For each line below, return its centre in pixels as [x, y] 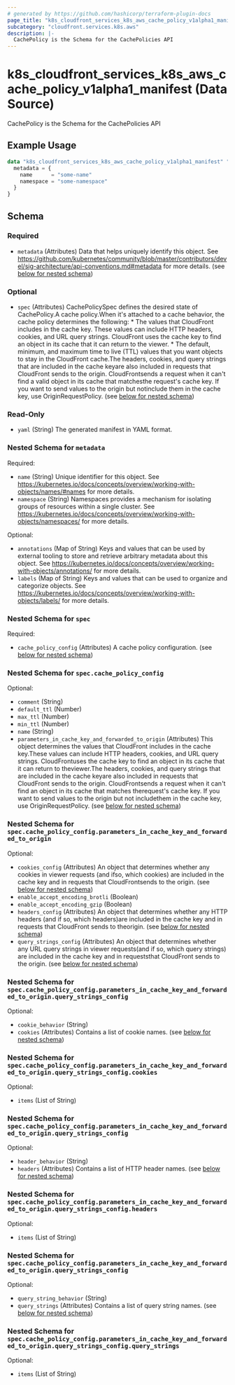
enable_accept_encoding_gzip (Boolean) [75, 904]
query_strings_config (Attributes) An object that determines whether [117, 941]
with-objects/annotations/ [55, 571]
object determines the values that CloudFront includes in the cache [114, 746]
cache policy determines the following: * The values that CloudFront [115, 322]
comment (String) [40, 702]
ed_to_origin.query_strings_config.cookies [83, 1072]
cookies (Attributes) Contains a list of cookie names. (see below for [114, 1032]
